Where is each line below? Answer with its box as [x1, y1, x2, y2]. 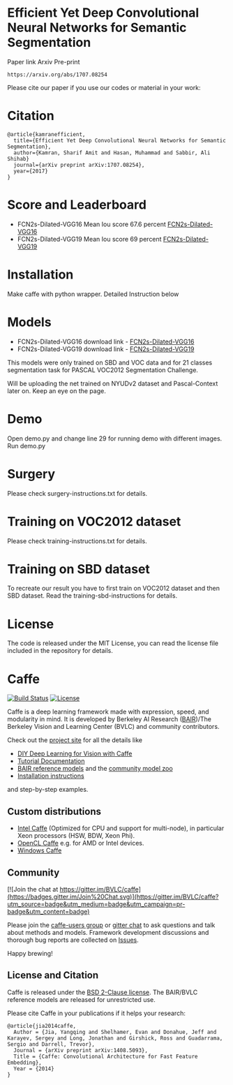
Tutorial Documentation [17, 757, 85, 765]
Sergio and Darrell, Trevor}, [7, 1040, 96, 1048]
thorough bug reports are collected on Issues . [7, 936, 140, 944]
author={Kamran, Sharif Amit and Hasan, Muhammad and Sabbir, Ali [13, 149, 211, 156]
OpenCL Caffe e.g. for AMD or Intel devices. [17, 839, 144, 848]
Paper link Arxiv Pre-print [7, 57, 80, 66]
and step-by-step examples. [7, 785, 89, 794]
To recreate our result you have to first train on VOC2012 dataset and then [7, 584, 220, 593]
